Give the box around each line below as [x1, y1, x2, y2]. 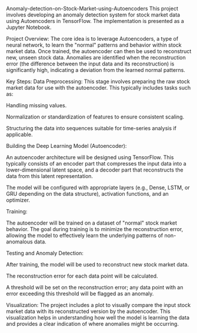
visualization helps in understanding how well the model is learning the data [6, 314, 190, 321]
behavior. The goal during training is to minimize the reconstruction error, [6, 226, 183, 232]
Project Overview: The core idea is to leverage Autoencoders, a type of [6, 35, 179, 42]
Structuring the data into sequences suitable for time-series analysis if [6, 125, 176, 131]
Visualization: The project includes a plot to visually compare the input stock [6, 302, 191, 308]
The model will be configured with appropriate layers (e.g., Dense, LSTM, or [6, 184, 190, 191]
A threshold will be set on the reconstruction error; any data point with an [6, 284, 183, 291]
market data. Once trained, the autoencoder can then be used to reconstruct [6, 48, 192, 55]
